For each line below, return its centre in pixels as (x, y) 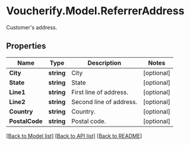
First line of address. (100, 92)
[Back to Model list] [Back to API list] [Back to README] (74, 135)
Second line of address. (104, 102)
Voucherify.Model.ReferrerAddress (95, 11)
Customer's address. (32, 27)
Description (104, 62)
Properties (26, 46)
